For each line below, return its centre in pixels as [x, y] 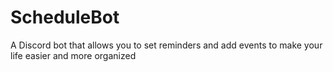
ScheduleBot [65, 17]
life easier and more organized [73, 55]
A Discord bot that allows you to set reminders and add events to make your [166, 45]
